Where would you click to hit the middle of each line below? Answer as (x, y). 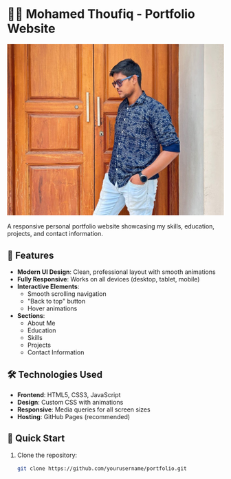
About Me (41, 323)
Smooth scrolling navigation (67, 294)
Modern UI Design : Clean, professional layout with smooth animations (116, 272)
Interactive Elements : (48, 286)
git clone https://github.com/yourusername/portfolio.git (102, 468)
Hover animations (52, 308)
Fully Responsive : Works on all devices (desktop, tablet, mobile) (108, 279)
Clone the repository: (47, 455)
